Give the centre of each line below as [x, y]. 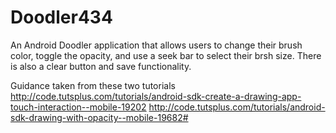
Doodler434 [61, 17]
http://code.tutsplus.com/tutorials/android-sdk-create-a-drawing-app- [156, 96]
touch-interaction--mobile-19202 [78, 107]
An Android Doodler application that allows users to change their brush [156, 45]
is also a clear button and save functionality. [101, 66]
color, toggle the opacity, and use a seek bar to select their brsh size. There [166, 55]
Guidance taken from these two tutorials [93, 85]
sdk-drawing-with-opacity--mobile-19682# [99, 117]
